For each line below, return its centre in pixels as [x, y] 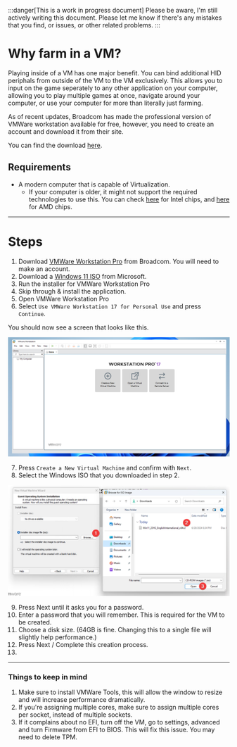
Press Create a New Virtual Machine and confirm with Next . [105, 467]
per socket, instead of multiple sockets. [75, 715]
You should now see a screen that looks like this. [78, 327]
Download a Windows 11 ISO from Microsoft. [82, 276]
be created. [35, 622]
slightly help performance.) [57, 637]
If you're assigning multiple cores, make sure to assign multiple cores [118, 708]
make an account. [44, 269]
